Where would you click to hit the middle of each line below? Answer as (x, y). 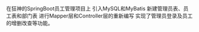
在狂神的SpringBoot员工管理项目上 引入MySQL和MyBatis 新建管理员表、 (95, 8)
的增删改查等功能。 (30, 23)
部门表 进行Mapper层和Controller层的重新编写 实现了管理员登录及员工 (107, 16)
